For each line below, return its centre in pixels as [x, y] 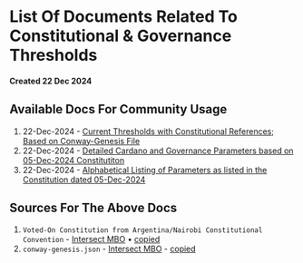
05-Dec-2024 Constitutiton [73, 160]
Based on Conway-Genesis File [81, 141]
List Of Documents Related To [123, 17]
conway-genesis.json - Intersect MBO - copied [109, 249]
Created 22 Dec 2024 [51, 81]
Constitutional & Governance [121, 36]
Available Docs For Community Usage [118, 109]
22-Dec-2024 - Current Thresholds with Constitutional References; [148, 131]
